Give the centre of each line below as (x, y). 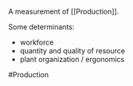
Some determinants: (41, 27)
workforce (37, 42)
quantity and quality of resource (72, 51)
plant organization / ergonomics (72, 59)
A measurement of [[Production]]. (64, 12)
